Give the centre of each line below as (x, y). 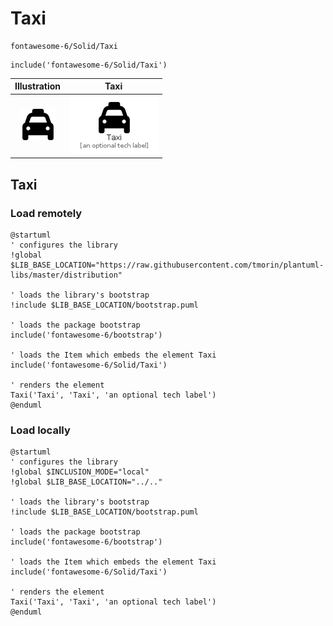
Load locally (40, 430)
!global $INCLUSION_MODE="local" (80, 472)
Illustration (38, 86)
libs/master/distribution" (66, 275)
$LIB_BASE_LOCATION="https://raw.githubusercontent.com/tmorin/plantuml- (167, 265)
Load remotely (46, 213)
